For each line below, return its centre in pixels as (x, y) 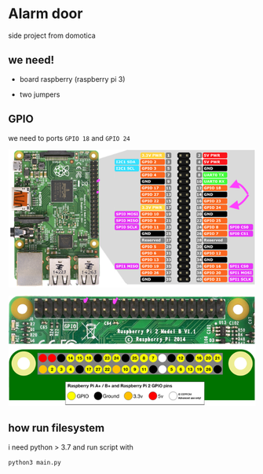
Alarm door (46, 14)
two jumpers (40, 94)
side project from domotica (52, 35)
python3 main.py (35, 462)
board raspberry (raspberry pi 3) (72, 79)
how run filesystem (56, 428)
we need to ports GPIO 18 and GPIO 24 (69, 138)
